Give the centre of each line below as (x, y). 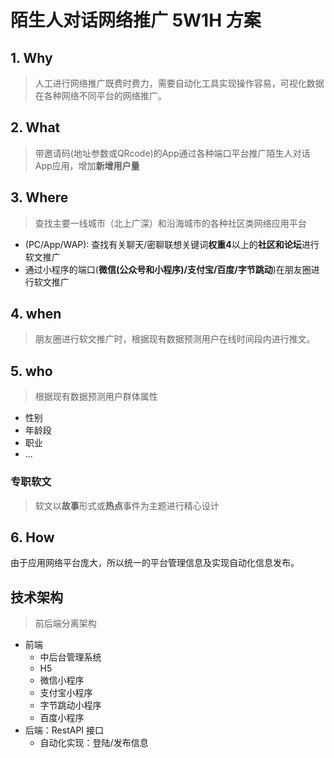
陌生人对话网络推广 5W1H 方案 (136, 20)
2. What (35, 127)
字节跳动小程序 (70, 705)
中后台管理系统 (70, 657)
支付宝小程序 (66, 693)
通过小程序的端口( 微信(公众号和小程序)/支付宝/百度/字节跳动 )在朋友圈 (168, 269)
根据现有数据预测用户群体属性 (96, 397)
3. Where (39, 197)
